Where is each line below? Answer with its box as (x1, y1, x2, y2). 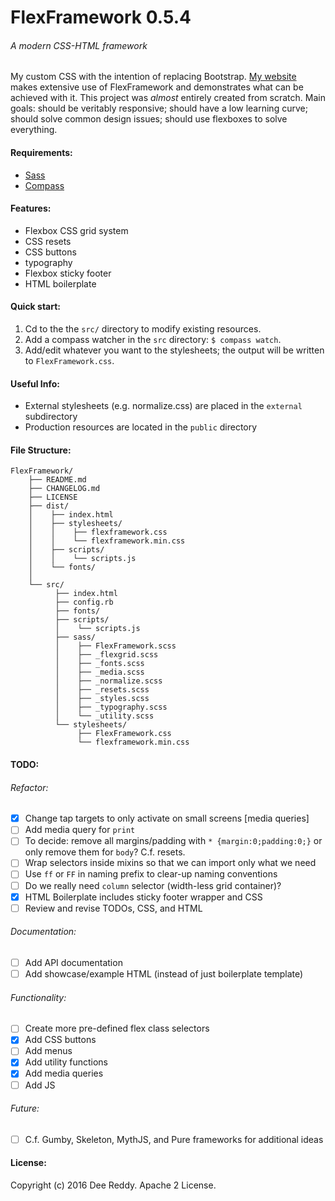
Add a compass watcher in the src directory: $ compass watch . (24, 334, 282, 345)
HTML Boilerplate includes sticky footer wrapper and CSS (24, 891, 263, 903)
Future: (10, 1102, 40, 1115)
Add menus (24, 1045, 73, 1057)
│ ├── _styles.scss (54, 694, 150, 704)
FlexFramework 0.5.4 (10, 6, 192, 29)
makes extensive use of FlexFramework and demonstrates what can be (10, 81, 304, 93)
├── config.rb (54, 597, 114, 608)
